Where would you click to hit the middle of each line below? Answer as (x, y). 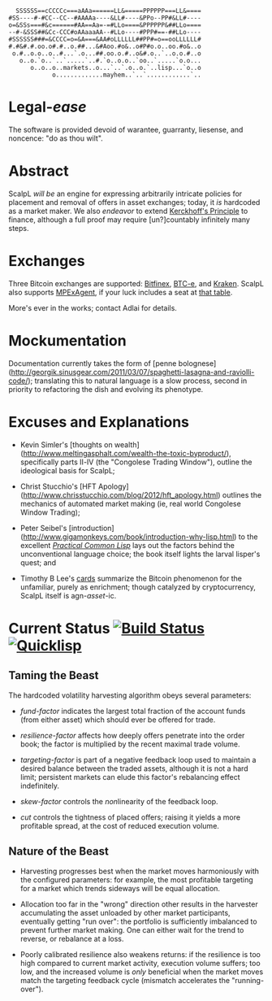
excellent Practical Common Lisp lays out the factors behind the (127, 545)
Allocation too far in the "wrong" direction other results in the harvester (139, 904)
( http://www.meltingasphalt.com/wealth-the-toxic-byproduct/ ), (125, 453)
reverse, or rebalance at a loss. (72, 938)
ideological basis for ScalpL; (67, 470)
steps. (19, 228)
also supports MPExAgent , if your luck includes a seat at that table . (121, 292)
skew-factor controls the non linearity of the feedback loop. (119, 801)
